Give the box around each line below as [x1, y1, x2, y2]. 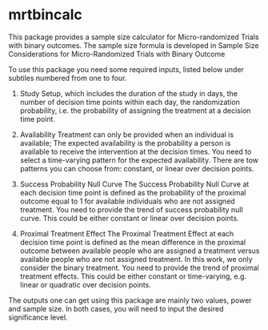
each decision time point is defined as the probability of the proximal [19, 187, 246, 197]
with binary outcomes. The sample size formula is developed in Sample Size [8, 40, 259, 50]
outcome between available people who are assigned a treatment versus [19, 246, 260, 256]
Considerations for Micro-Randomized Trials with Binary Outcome [8, 49, 226, 58]
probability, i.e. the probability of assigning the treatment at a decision [19, 106, 251, 115]
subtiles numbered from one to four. [8, 73, 127, 82]
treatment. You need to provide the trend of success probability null [19, 204, 243, 214]
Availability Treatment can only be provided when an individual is [19, 130, 234, 139]
